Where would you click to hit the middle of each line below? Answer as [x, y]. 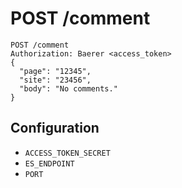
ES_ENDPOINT [49, 163]
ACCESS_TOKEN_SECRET [67, 153]
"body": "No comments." [68, 88]
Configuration [55, 128]
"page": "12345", [55, 71]
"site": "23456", [55, 80]
